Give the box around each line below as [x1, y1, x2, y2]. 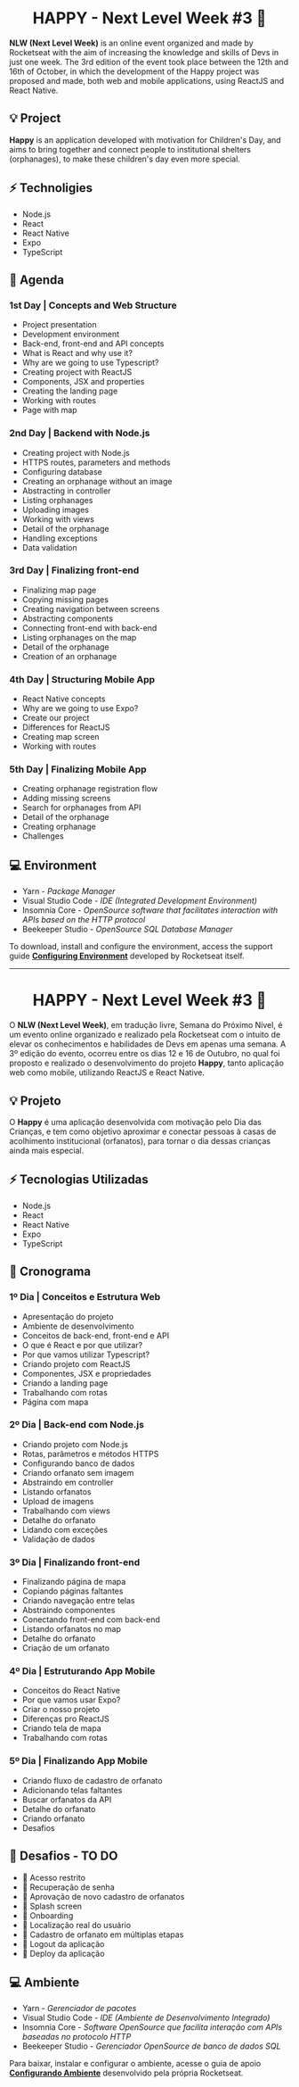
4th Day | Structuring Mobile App [9, 673, 156, 685]
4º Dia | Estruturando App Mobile [9, 1665, 156, 1677]
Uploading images [21, 504, 89, 515]
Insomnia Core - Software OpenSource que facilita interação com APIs [21, 2022, 283, 2033]
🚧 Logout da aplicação [21, 1938, 105, 1949]
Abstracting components [21, 613, 114, 624]
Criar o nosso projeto [21, 1704, 101, 1715]
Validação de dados [21, 1534, 95, 1545]
